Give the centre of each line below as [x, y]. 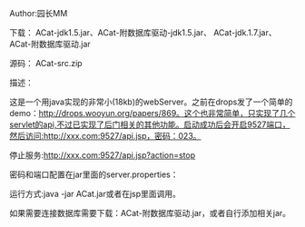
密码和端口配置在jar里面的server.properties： [94, 174]
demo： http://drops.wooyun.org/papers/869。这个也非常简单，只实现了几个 [152, 113]
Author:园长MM [39, 13]
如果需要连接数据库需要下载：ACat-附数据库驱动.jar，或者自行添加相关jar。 [150, 213]
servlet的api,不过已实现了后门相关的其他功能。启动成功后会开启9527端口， [150, 124]
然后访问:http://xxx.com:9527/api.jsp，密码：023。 [105, 136]
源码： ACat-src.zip [46, 63]
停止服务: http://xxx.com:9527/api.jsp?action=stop [103, 155]
